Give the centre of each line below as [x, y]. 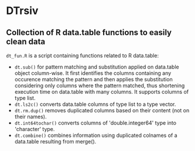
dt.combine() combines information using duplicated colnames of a [96, 135]
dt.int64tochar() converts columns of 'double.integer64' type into [95, 123]
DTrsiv [22, 11]
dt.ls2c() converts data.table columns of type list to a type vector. [95, 104]
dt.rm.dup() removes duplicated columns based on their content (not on [102, 110]
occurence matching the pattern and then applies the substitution [93, 79]
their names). [30, 116]
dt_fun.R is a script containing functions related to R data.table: [83, 56]
